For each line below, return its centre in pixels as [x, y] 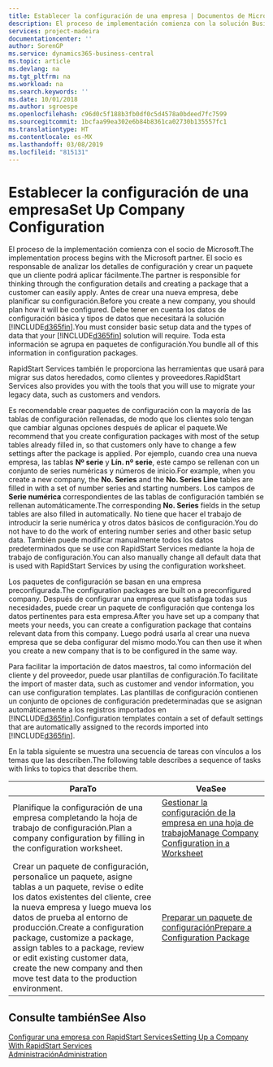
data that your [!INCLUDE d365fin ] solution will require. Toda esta [117, 336]
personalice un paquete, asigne [72, 877]
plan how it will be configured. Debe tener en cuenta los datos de [118, 310]
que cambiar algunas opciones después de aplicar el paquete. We [118, 428]
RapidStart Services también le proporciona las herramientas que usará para [136, 369]
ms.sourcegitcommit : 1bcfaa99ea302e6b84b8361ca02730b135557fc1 [118, 122]
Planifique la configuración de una [78, 808]
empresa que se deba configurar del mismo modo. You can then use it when [135, 642]
